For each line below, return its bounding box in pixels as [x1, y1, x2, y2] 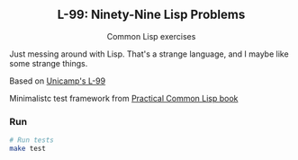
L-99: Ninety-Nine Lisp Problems [57, 7, 246, 22]
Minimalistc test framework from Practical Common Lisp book [9, 93, 239, 103]
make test [9, 144, 47, 153]
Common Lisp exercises [106, 31, 196, 41]
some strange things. [9, 58, 88, 68]
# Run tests [9, 136, 54, 145]
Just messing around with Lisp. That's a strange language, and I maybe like [9, 49, 290, 59]
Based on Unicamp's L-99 [9, 76, 106, 86]
